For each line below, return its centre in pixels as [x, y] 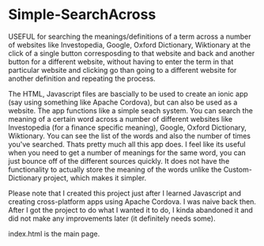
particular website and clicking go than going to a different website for [123, 70]
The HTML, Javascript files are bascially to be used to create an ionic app [128, 93]
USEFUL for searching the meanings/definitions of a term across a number [130, 36]
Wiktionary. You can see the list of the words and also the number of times [130, 135]
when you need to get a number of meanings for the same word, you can [127, 153]
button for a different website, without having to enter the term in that [121, 62]
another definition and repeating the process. [82, 78]
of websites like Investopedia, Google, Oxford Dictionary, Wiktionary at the [130, 44]
